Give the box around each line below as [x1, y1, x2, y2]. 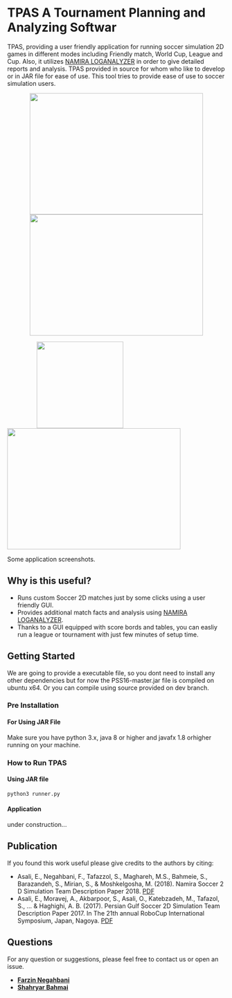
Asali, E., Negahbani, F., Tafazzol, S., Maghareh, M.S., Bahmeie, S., [17, 872, 208, 880]
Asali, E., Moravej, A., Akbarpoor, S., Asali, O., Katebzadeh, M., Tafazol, [17, 894, 220, 902]
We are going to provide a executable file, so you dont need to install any [7, 668, 215, 677]
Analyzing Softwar [7, 19, 117, 35]
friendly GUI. [17, 600, 54, 609]
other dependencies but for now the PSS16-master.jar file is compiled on [7, 676, 215, 684]
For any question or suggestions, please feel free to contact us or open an [7, 954, 219, 963]
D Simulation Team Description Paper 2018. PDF [17, 886, 154, 895]
